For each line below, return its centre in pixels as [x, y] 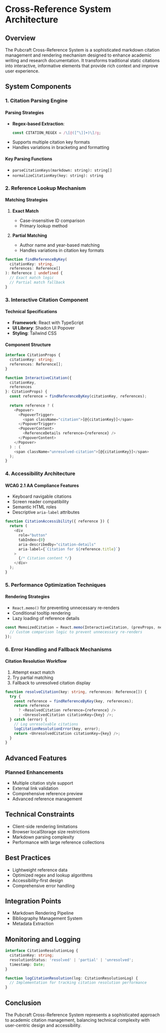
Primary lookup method [43, 226]
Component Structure [28, 344]
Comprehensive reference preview [47, 793]
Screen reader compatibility [41, 502]
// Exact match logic [32, 278]
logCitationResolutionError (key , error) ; [57, 729]
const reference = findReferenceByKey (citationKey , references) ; [78, 396]
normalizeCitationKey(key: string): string [58, 175]
